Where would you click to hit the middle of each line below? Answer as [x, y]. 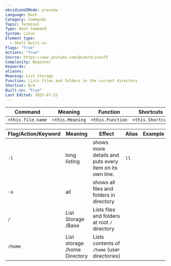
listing [73, 161]
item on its [105, 168]
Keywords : [16, 66]
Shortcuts [151, 112]
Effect [107, 134]
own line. [103, 174]
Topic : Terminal [22, 24]
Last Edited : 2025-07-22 [32, 95]
